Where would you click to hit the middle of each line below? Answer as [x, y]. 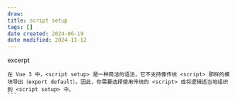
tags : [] [20, 27]
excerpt [18, 60]
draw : [15, 14]
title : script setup [38, 20]
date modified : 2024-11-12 [47, 40]
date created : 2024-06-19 [45, 34]
